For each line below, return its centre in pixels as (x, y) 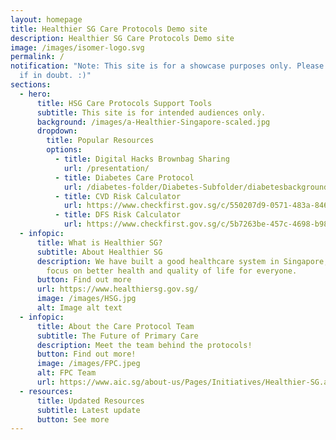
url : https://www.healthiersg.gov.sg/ (117, 289)
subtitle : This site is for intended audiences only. (151, 112)
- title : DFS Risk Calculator (118, 215)
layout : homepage (46, 19)
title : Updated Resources (90, 401)
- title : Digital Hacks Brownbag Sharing (142, 159)
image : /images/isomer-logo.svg (77, 47)
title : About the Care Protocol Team (115, 326)
